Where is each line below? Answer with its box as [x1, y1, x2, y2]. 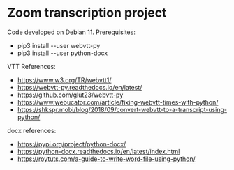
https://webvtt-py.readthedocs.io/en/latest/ [17, 83, 142, 91]
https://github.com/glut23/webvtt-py [17, 91, 124, 99]
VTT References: [7, 62, 56, 70]
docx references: [7, 126, 57, 134]
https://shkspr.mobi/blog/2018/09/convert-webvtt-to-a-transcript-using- [17, 105, 227, 114]
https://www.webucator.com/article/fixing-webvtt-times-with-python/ [17, 98, 219, 106]
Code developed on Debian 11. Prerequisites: [7, 28, 136, 36]
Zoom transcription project [7, 5, 167, 21]
